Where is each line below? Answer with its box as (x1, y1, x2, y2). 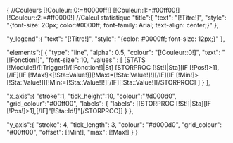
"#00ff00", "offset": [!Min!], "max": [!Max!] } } (6, 128, 139, 136)
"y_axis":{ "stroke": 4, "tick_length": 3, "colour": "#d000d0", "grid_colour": (6, 120, 222, 129)
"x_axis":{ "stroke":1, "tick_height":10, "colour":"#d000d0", (6, 92, 177, 100)
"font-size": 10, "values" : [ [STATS (45, 56, 146, 64)
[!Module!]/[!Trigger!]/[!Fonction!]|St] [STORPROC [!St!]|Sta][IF (6, 63, 188, 71)
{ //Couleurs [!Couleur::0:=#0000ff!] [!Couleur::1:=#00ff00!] (6, 6, 180, 14)
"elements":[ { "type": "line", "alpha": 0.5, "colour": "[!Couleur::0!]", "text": (6, 49, 221, 56)
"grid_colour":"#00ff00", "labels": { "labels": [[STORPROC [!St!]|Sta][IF (6, 99, 212, 108)
